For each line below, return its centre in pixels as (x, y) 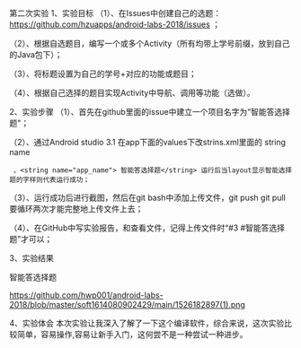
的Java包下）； (36, 55)
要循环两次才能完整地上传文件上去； (76, 209)
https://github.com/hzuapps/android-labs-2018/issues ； (115, 24)
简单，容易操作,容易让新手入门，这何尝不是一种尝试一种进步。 (133, 334)
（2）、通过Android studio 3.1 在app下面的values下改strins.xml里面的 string (147, 142)
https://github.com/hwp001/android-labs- (86, 295)
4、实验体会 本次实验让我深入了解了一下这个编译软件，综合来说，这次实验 (147, 323)
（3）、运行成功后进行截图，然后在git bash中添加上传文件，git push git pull (147, 197)
